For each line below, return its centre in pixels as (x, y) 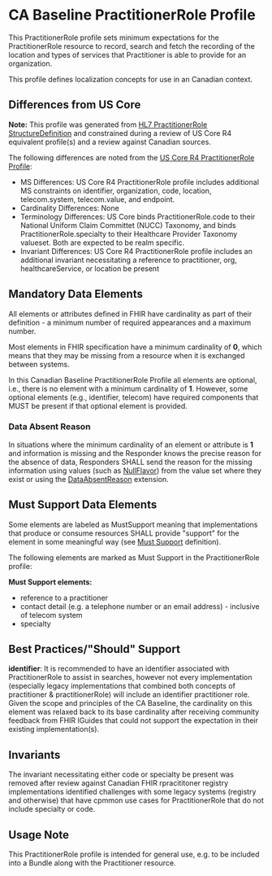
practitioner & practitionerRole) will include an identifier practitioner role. (129, 694)
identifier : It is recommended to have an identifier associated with (119, 668)
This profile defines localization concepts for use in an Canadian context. (131, 79)
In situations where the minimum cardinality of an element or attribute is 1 (131, 445)
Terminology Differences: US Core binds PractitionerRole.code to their (138, 217)
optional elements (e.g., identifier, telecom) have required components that (134, 397)
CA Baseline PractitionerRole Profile (132, 15)
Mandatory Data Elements (76, 294)
